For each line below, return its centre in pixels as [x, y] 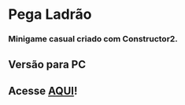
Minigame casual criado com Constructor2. [93, 39]
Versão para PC [47, 64]
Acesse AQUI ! [43, 91]
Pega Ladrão [50, 14]
